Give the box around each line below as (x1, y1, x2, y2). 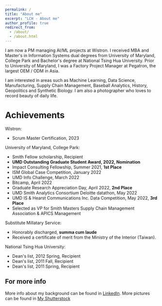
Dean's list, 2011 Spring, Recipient (12, 263, 80, 269)
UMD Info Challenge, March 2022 (12, 174, 80, 180)
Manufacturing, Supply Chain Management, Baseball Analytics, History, (5, 82, 148, 88)
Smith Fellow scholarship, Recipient (12, 153, 83, 160)
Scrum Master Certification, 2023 (12, 135, 79, 141)
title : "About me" (5, 12, 42, 16)
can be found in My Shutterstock (5, 295, 71, 301)
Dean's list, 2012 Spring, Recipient (12, 253, 81, 259)
